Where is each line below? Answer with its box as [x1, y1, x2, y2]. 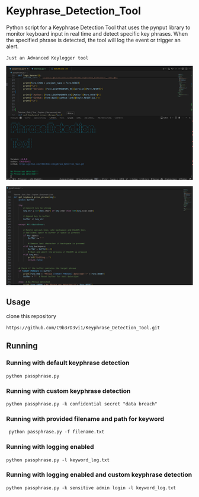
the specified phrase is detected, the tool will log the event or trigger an [6, 36, 181, 43]
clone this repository [6, 312, 56, 319]
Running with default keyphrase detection [6, 358, 130, 367]
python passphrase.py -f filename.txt [8, 429, 105, 435]
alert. [6, 43, 19, 50]
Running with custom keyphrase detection [6, 386, 131, 395]
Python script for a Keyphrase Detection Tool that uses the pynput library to [6, 24, 191, 31]
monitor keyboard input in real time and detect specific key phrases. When [6, 30, 188, 37]
